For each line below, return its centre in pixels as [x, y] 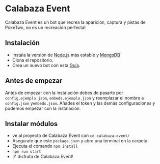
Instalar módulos [31, 124]
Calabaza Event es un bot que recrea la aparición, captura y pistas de [75, 22]
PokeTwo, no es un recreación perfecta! [45, 27]
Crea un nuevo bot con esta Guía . [46, 65]
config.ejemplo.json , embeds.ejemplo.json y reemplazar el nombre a [75, 98]
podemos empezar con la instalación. [43, 108]
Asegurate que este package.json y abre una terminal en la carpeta [80, 141]
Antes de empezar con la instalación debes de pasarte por [64, 93]
